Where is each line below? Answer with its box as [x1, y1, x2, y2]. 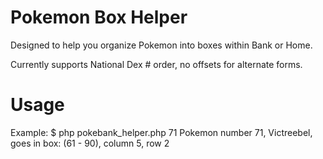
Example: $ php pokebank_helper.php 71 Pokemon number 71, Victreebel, [10, 126, 313, 138]
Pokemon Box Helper [10, 6, 188, 29]
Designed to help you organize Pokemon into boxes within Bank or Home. [10, 39, 313, 51]
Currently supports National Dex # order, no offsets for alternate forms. [10, 58, 303, 70]
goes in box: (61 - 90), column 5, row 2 [10, 137, 170, 149]
